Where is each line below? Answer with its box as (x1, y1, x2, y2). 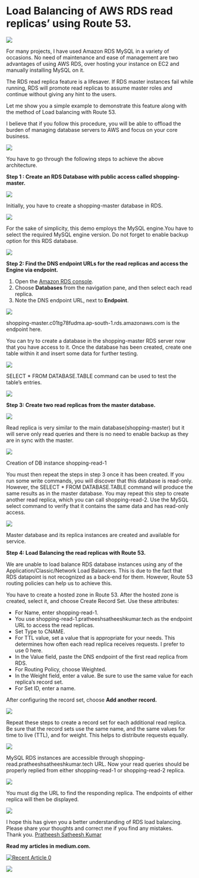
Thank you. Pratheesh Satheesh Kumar (6, 830, 102, 838)
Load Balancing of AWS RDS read (6, 4, 173, 18)
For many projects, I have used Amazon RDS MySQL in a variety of (6, 48, 169, 55)
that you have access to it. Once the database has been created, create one (6, 343, 192, 350)
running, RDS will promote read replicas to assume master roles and (6, 84, 173, 91)
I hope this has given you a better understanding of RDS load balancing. (6, 818, 182, 825)
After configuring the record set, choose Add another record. (6, 696, 157, 703)
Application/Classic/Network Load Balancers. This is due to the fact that (6, 567, 183, 574)
